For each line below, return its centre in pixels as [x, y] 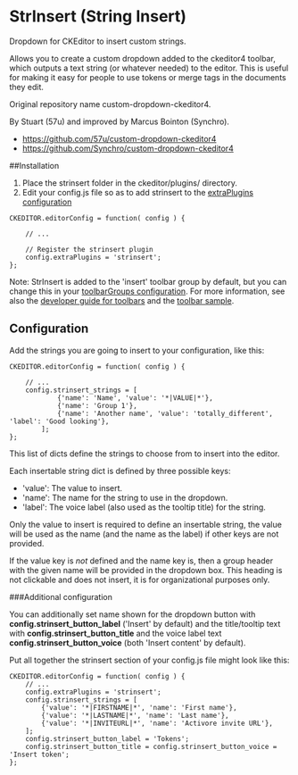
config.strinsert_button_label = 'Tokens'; [108, 738]
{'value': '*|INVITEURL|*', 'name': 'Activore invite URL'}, [157, 723]
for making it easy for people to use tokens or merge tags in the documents [148, 77]
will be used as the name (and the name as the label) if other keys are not [144, 534]
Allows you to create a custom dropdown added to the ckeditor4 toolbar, [143, 58]
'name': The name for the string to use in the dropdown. [125, 497]
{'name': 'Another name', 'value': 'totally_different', [165, 413]
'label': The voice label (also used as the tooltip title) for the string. [144, 507]
